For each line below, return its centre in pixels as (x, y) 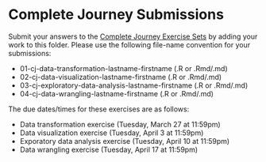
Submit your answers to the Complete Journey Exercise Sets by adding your (133, 36)
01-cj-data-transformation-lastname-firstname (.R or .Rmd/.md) (123, 68)
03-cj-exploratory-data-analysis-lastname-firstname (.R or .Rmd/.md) (134, 85)
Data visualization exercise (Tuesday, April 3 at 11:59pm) (112, 133)
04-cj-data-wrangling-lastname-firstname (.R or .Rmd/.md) (117, 93)
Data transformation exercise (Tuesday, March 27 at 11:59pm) (120, 124)
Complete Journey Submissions (116, 15)
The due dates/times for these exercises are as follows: (99, 109)
